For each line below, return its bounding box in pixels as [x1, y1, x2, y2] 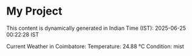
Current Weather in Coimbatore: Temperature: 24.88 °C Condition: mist [6, 43, 184, 50]
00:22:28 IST [6, 30, 39, 38]
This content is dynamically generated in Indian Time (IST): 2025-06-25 [6, 24, 187, 32]
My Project [6, 4, 63, 18]
